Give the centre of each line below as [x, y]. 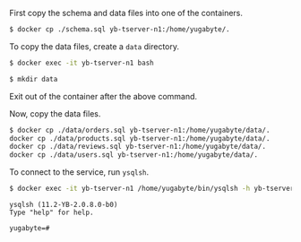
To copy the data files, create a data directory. [94, 46]
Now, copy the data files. [55, 113]
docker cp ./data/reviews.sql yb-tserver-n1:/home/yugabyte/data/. [138, 147]
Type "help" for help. [52, 212]
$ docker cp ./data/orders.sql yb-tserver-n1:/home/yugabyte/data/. [140, 130]
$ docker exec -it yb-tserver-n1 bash [82, 63]
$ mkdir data [34, 79]
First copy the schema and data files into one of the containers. [126, 13]
